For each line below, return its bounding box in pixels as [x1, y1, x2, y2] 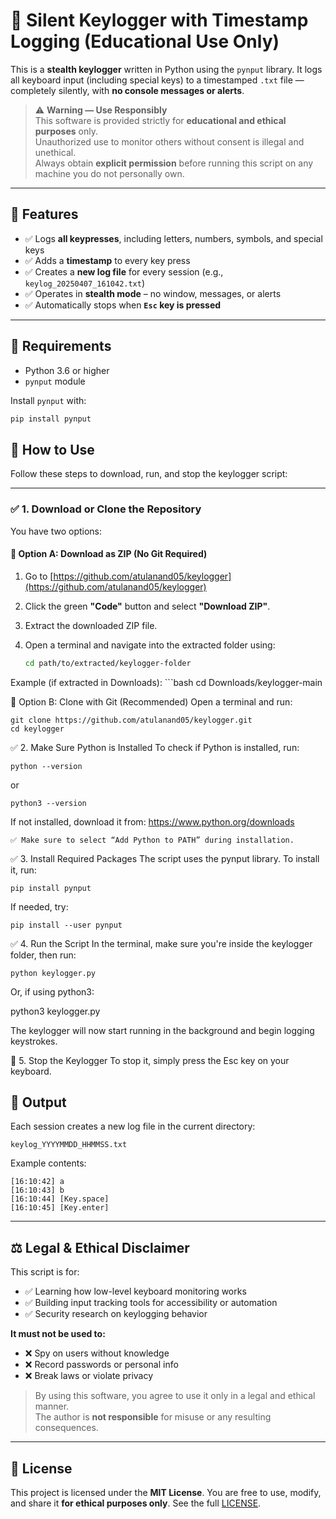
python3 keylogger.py [10, 1005, 101, 1017]
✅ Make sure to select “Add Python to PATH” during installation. [10, 835, 295, 845]
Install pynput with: [10, 394, 87, 406]
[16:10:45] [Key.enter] [10, 1203, 110, 1213]
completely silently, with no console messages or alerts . [10, 84, 245, 96]
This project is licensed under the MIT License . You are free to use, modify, [10, 1487, 322, 1499]
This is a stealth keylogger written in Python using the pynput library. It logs [10, 63, 323, 75]
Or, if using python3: [10, 985, 95, 998]
